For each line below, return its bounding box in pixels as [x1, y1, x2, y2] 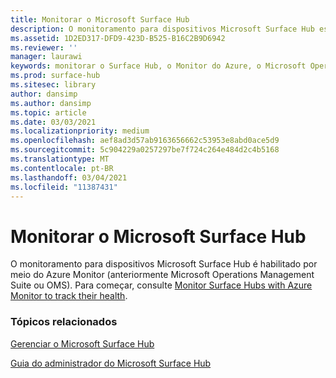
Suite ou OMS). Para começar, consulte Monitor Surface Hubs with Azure [10, 279, 313, 291]
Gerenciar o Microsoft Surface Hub [10, 337, 155, 350]
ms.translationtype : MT [10, 154, 110, 164]
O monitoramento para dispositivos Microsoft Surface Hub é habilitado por [10, 258, 318, 270]
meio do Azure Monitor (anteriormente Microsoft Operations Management [10, 269, 315, 281]
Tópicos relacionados [10, 315, 118, 329]
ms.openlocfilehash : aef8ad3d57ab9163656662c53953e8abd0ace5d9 [10, 136, 280, 146]
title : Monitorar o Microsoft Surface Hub [10, 14, 190, 25]
